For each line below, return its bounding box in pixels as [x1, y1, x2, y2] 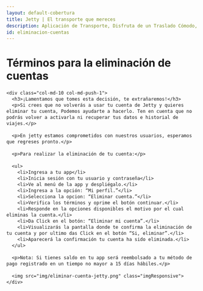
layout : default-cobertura [6, 10, 75, 16]
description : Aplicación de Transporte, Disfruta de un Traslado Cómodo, [6, 23, 198, 29]
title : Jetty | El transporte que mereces [6, 16, 116, 23]
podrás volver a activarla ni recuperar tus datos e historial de [6, 115, 179, 121]
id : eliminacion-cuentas [6, 29, 69, 35]
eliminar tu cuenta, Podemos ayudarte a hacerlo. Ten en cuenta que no [6, 109, 192, 115]
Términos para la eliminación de [6, 56, 171, 70]
